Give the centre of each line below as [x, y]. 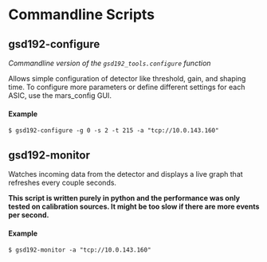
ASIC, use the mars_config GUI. [60, 96]
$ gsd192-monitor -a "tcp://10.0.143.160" [80, 250]
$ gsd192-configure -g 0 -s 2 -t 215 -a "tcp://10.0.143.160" [114, 131]
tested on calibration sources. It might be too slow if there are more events [134, 207]
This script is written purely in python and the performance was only [124, 198]
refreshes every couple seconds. [63, 183]
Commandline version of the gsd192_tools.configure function [110, 63]
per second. [29, 215]
